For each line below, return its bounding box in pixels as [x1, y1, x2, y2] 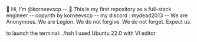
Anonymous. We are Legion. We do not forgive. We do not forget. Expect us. [6, 18, 192, 25]
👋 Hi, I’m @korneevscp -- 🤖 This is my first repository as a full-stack [6, 6, 172, 12]
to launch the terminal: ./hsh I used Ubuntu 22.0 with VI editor [6, 30, 156, 37]
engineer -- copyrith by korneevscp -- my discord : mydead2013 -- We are [6, 12, 188, 19]
